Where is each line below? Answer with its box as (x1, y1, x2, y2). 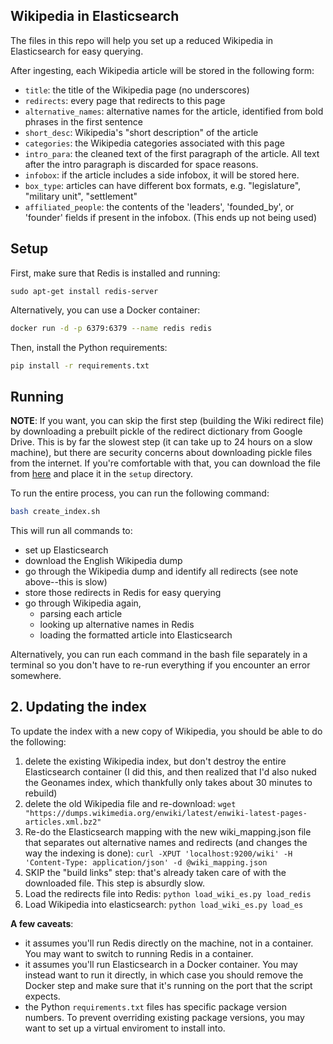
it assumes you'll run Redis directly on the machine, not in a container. (24, 937, 314, 949)
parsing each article (39, 608, 123, 620)
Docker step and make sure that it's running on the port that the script (24, 979, 313, 991)
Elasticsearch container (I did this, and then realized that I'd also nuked (24, 765, 317, 778)
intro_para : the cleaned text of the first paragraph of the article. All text (24, 147, 320, 159)
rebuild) (24, 787, 58, 799)
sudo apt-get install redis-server (10, 286, 159, 296)
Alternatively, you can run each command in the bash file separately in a (10, 649, 308, 661)
